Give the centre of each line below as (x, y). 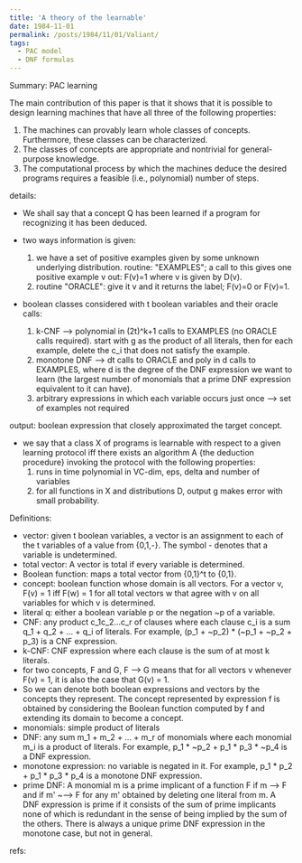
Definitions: (31, 518)
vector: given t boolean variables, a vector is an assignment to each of (153, 535)
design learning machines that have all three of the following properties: (143, 113)
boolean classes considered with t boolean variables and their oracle (150, 304)
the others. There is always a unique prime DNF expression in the (144, 824)
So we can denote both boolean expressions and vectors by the (141, 689)
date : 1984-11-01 (42, 26)
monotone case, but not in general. (87, 833)
